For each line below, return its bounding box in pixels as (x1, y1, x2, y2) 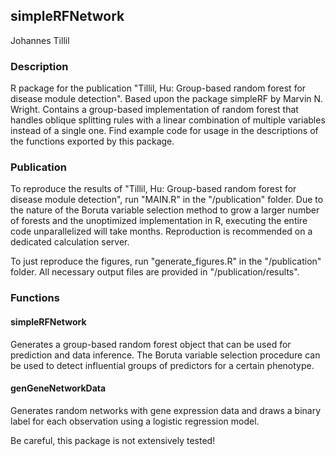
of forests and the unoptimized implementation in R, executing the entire (10, 215, 308, 227)
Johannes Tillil (10, 34, 70, 46)
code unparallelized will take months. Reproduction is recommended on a (10, 225, 313, 238)
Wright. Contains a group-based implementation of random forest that (10, 104, 299, 116)
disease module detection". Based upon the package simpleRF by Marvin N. (10, 93, 324, 105)
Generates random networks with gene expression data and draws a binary (10, 404, 322, 416)
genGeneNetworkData (10, 382, 107, 394)
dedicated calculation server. (10, 236, 130, 248)
